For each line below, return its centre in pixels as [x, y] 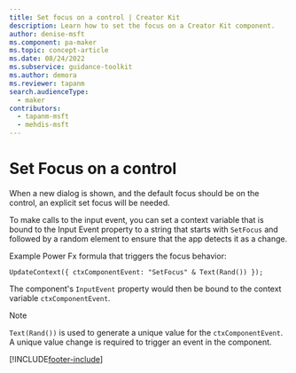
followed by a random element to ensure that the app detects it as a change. [148, 238]
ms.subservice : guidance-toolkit [71, 67]
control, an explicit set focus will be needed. [90, 202]
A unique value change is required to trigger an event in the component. [140, 342]
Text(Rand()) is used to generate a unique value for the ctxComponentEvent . [146, 332]
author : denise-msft [47, 34]
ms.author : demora [43, 75]
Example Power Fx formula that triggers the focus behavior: [118, 256]
